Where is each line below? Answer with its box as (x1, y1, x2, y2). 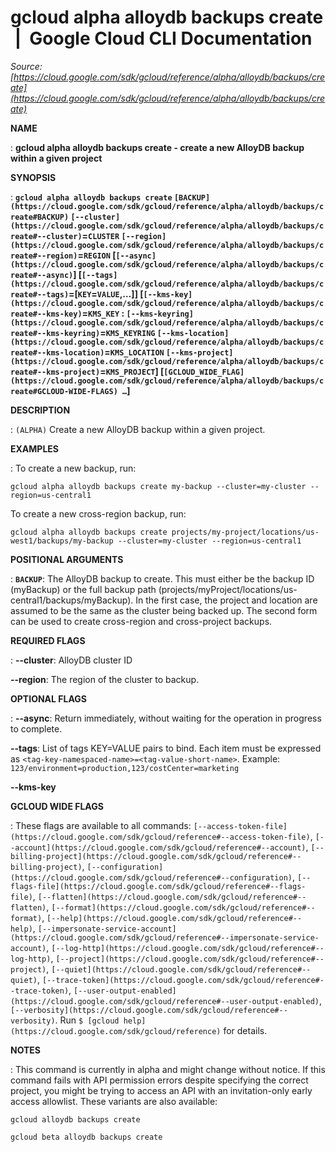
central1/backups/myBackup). (10, 594, 134, 606)
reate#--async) (10, 270, 74, 280)
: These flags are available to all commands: (10, 819, 192, 831)
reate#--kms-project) (10, 367, 101, 377)
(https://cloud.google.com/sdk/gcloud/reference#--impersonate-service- (10, 932, 320, 943)
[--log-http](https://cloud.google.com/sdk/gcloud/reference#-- (51, 943, 325, 953)
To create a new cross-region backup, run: (10, 507, 187, 520)
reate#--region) (10, 251, 78, 261)
